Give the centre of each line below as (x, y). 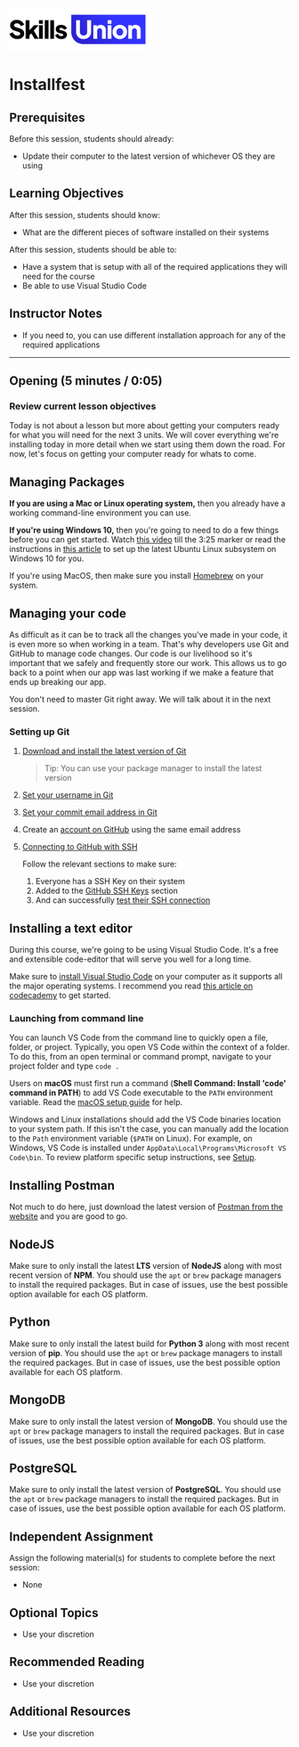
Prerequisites (47, 117)
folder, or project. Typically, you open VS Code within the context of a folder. (149, 1047)
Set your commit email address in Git (89, 812)
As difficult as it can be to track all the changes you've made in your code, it (148, 634)
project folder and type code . (65, 1066)
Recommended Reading (77, 1662)
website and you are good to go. (69, 1216)
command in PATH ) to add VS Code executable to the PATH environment (141, 1093)
